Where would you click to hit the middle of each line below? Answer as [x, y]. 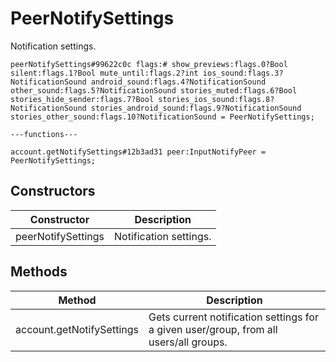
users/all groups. [188, 342]
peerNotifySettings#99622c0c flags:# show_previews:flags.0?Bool [149, 64]
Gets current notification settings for [233, 317]
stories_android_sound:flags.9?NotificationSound [196, 108]
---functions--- [44, 134]
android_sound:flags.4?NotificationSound [178, 82]
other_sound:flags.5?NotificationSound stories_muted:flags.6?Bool [154, 90]
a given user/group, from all [213, 329]
